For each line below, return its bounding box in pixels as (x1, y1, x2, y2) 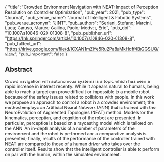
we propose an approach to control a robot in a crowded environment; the (5, 99, 154, 105)
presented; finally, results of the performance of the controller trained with (5, 135, 155, 141)
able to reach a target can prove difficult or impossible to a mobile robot (5, 88, 150, 95)
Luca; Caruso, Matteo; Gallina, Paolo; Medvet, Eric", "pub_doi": (5, 25, 132, 31)
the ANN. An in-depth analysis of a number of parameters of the (5, 125, 135, 131)
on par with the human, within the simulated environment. (5, 151, 121, 157)
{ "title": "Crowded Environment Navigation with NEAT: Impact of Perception (5, 4, 158, 10)
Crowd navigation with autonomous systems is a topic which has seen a (5, 78, 150, 84)
